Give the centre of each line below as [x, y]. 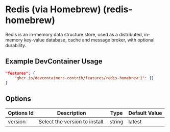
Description [71, 113]
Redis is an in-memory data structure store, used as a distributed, [74, 34]
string [116, 122]
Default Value [145, 113]
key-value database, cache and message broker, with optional [89, 40]
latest [135, 122]
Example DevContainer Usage [54, 62]
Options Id [21, 113]
